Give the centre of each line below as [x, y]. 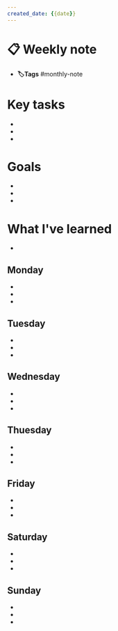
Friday [21, 484]
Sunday [24, 590]
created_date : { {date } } [42, 14]
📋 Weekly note [52, 49]
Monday [25, 270]
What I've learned [60, 229]
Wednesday [34, 377]
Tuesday [26, 323]
